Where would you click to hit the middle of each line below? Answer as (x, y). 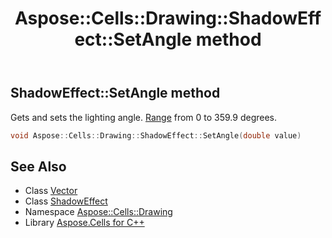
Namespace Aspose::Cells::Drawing (98, 212)
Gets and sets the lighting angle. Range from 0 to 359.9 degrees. (144, 117)
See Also (38, 166)
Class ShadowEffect (66, 201)
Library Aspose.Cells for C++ (84, 223)
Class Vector (51, 191)
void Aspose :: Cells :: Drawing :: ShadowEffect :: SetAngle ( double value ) (156, 135)
